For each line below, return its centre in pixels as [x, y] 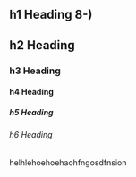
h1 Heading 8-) [51, 15]
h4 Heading [31, 92]
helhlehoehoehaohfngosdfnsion [68, 162]
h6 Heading [31, 135]
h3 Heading [35, 71]
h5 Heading [31, 112]
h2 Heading [42, 45]
